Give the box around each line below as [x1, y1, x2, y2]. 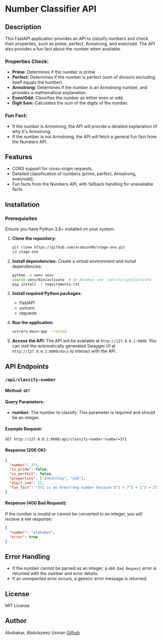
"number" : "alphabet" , [9, 530, 55, 535]
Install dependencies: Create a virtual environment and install [12, 258, 137, 264]
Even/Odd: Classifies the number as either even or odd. [12, 95, 124, 101]
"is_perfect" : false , [9, 471, 53, 477]
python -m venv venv [12, 273, 54, 277]
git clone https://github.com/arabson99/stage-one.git [12, 245, 126, 250]
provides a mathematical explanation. [12, 90, 87, 96]
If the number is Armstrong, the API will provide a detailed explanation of [12, 123, 158, 129]
